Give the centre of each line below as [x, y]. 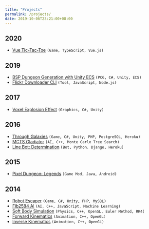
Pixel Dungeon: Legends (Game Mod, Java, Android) [64, 174]
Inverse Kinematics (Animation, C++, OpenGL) [58, 222]
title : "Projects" [24, 10]
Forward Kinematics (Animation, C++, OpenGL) [59, 216]
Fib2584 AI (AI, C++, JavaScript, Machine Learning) [66, 206]
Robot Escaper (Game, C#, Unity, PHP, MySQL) [59, 201]
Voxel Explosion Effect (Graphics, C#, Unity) [58, 109]
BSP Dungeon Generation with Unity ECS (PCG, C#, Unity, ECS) [77, 77]
